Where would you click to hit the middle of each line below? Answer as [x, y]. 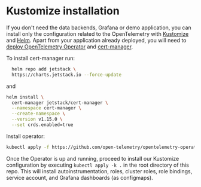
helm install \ [25, 97]
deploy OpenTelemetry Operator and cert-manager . [70, 47]
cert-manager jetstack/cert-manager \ [60, 103]
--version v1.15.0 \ [37, 119]
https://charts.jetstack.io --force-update [66, 75]
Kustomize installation [63, 11]
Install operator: [26, 136]
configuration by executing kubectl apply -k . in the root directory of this [98, 165]
